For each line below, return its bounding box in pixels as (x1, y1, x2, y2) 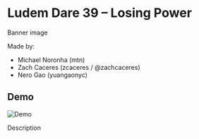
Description (7, 123, 41, 132)
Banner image (7, 28, 48, 37)
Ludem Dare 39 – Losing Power (7, 5, 193, 21)
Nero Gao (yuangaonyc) (17, 71, 88, 79)
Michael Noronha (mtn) (17, 55, 85, 64)
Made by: (7, 42, 35, 50)
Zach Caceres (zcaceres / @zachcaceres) (17, 63, 140, 71)
